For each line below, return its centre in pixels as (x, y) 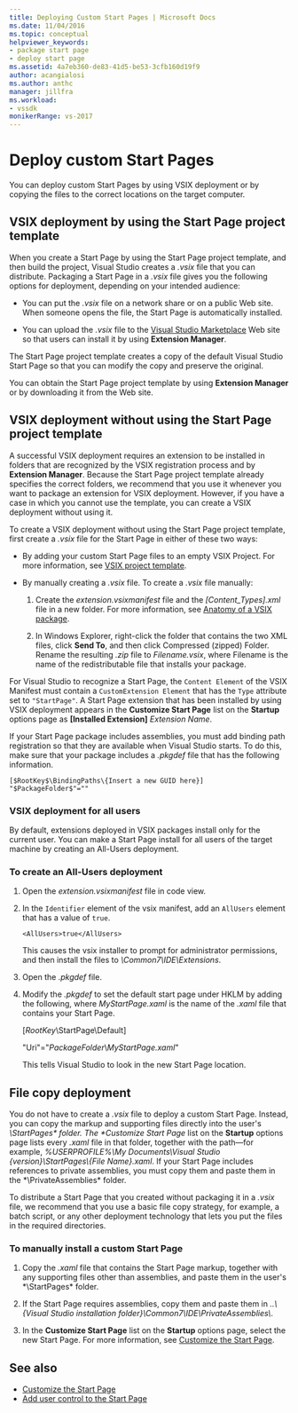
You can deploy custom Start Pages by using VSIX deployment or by (134, 185)
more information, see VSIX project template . (104, 565)
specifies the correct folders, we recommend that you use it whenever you (145, 484)
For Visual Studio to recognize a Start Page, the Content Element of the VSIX (149, 681)
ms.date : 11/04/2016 (47, 26)
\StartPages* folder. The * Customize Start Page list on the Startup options (146, 1133)
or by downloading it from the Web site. (81, 392)
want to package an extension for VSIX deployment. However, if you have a (147, 493)
